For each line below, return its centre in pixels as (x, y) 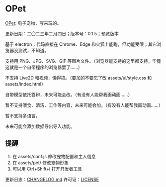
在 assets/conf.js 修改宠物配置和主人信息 (54, 156)
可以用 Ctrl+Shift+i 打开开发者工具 (47, 169)
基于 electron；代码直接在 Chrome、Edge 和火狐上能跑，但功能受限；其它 (81, 44)
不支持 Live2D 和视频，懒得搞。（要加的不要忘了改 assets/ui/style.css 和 (79, 78)
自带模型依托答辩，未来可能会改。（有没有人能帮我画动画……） (69, 94)
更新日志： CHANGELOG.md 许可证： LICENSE (52, 179)
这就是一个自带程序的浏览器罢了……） (44, 67)
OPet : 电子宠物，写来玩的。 (33, 23)
